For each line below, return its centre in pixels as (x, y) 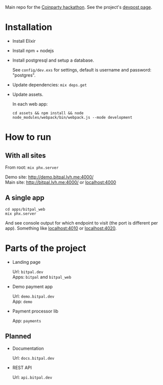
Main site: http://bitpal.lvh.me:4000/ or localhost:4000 (61, 182)
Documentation (28, 348)
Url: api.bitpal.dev (32, 377)
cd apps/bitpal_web (25, 209)
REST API (22, 368)
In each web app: (30, 104)
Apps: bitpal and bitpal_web (42, 277)
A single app (25, 198)
